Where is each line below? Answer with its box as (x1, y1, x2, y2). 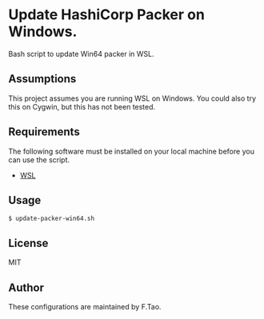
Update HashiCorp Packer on (8, 6, 206, 24)
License (8, 236, 49, 249)
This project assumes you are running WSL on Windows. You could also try (8, 94, 257, 103)
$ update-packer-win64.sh (8, 214, 94, 223)
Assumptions (8, 72, 77, 86)
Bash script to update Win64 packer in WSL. (8, 49, 154, 58)
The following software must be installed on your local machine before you (8, 146, 254, 156)
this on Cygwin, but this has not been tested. (8, 102, 156, 111)
